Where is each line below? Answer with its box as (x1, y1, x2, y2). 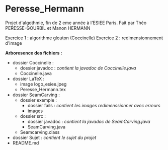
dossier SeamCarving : (12, 92, 60, 98)
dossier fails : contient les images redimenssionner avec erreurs (27, 102, 161, 108)
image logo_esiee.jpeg (20, 81, 67, 87)
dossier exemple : (20, 97, 57, 103)
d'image (5, 40, 23, 46)
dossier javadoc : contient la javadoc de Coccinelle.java (20, 65, 136, 71)
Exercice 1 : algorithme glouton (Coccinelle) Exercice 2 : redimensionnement (5, 35, 163, 41)
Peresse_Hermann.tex (20, 86, 66, 92)
